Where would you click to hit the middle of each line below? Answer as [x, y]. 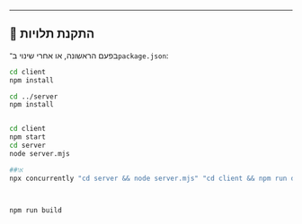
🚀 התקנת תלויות [52, 34]
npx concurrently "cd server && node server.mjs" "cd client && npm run [148, 178]
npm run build [36, 210]
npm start [28, 137]
